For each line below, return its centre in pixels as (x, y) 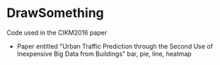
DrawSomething (55, 13)
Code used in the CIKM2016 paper (57, 32)
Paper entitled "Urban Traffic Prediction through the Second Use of (115, 46)
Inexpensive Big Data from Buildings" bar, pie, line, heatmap (104, 54)
